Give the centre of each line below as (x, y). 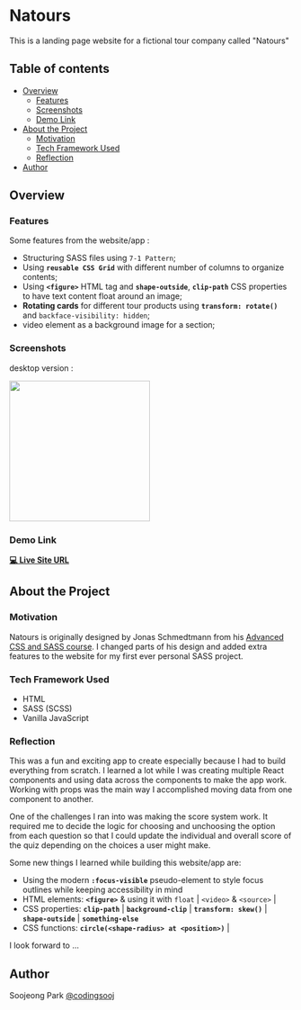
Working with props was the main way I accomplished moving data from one (151, 789)
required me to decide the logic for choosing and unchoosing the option (142, 826)
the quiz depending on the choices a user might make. (110, 845)
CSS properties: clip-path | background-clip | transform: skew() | (145, 909)
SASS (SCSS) (47, 708)
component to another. (52, 799)
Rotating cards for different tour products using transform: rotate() (150, 306)
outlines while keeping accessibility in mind (102, 890)
